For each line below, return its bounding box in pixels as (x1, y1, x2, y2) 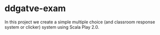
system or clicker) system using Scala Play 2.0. (4, 24, 100, 30)
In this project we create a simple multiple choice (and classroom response (4, 19, 156, 25)
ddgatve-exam (4, 3, 66, 14)
